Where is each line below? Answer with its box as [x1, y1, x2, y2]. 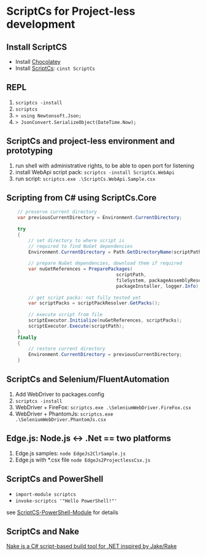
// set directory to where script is [28, 237, 124, 244]
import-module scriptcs [15, 491, 77, 498]
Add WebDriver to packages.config [15, 390, 105, 398]
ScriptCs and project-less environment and [6, 136, 175, 147]
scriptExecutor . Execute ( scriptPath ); [28, 323, 124, 329]
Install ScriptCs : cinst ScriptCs [15, 64, 96, 72]
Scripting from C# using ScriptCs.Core [6, 193, 157, 203]
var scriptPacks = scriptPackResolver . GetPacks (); [28, 300, 161, 306]
